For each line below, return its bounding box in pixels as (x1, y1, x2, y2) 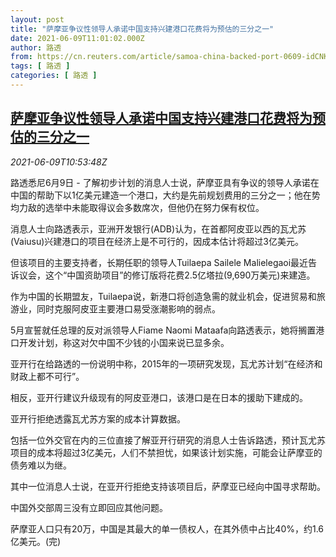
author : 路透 (10, 42, 62, 53)
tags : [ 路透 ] (10, 61, 71, 71)
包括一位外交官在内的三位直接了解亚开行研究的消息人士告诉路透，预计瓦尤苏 (10, 434, 326, 446)
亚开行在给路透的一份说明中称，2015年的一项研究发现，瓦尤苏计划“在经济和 (10, 357, 323, 370)
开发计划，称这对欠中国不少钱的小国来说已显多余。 (18, 336, 230, 348)
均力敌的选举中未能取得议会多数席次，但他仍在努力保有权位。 (10, 201, 265, 213)
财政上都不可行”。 (10, 370, 85, 382)
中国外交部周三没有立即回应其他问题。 (10, 501, 168, 513)
